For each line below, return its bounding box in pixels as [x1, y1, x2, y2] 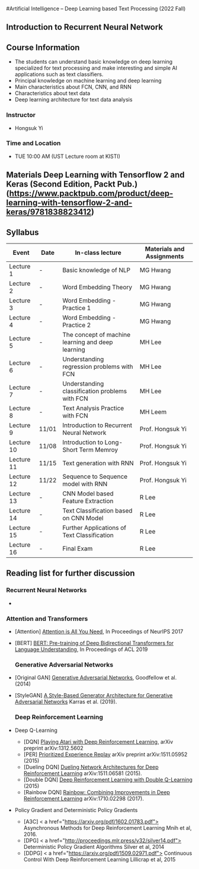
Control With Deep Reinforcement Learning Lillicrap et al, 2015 [23, 855, 176, 863]
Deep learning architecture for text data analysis [14, 96, 133, 103]
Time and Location [6, 139, 61, 147]
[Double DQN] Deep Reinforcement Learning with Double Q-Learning [23, 776, 192, 783]
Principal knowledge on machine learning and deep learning [14, 77, 162, 84]
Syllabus [6, 227, 40, 237]
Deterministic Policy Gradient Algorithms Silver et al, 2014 [23, 843, 165, 850]
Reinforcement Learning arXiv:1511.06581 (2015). [23, 769, 142, 777]
